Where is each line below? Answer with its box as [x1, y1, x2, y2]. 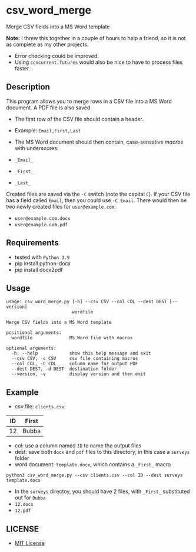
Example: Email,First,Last [14, 126, 81, 134]
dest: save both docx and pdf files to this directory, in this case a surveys [14, 449, 190, 456]
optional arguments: [6, 345, 57, 352]
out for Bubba [14, 494, 46, 501]
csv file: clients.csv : [14, 403, 66, 410]
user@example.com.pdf [14, 222, 68, 228]
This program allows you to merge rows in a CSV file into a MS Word [6, 98, 172, 105]
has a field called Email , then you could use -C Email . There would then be [6, 196, 187, 204]
